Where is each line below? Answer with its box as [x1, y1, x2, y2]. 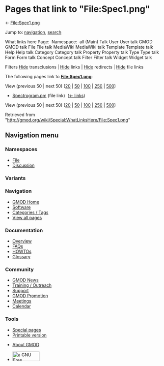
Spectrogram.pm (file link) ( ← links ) [12, 92, 85, 98]
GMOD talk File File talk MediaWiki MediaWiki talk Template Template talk [5, 44, 153, 50]
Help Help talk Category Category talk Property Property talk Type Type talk [5, 49, 159, 55]
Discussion [12, 162, 35, 168]
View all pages [12, 214, 42, 220]
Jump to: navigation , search [5, 29, 61, 35]
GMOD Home [12, 199, 39, 205]
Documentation [5, 227, 43, 234]
